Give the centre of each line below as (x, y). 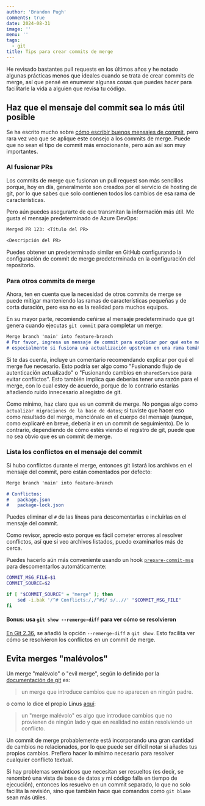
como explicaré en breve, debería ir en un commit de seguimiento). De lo (98, 423)
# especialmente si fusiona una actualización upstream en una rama (95, 348)
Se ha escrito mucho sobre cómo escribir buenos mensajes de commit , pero (102, 132)
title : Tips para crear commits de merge (60, 52)
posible (21, 117)
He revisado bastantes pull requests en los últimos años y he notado (92, 69)
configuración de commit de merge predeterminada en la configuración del (101, 258)
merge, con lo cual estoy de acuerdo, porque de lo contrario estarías (92, 386)
